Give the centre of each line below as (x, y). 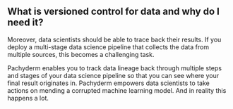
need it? (25, 23)
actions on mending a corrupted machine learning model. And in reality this (117, 90)
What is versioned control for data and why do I (114, 12)
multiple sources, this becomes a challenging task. (81, 54)
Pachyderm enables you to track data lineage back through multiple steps (115, 68)
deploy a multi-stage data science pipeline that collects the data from (108, 47)
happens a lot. (28, 98)
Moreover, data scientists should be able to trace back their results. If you (114, 39)
